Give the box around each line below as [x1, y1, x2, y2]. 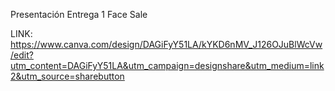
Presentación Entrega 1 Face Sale [10, 9, 148, 20]
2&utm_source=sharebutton [10, 70, 125, 82]
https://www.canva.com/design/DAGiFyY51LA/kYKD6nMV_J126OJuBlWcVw [10, 39, 323, 50]
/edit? [10, 49, 34, 61]
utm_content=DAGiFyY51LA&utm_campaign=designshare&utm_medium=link [10, 60, 325, 71]
